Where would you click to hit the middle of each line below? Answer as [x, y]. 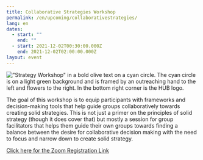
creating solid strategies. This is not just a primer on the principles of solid [99, 112]
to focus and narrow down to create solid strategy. [69, 139]
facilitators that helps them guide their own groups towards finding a [92, 125]
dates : [15, 29]
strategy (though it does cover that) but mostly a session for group [90, 119]
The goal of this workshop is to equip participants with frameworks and [96, 100]
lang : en [17, 23]
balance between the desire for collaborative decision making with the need [101, 132]
